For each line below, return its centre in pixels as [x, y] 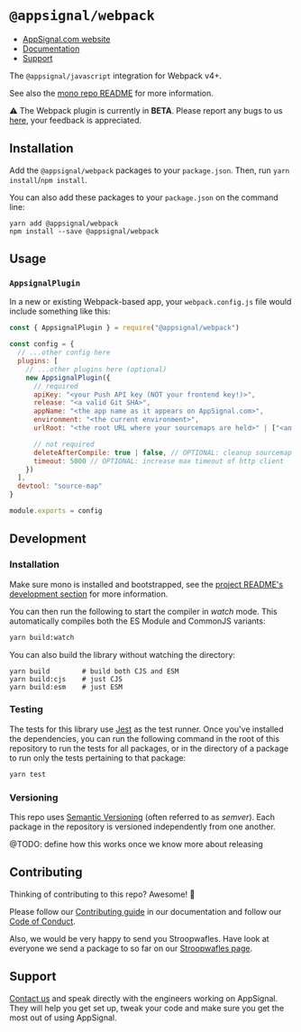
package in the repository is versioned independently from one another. [143, 827]
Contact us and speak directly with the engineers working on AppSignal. [144, 998]
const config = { [42, 344]
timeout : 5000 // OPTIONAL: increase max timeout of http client [158, 461]
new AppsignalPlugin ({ [68, 378]
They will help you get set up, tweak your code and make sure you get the [147, 1008]
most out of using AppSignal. [63, 1018]
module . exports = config [56, 511]
